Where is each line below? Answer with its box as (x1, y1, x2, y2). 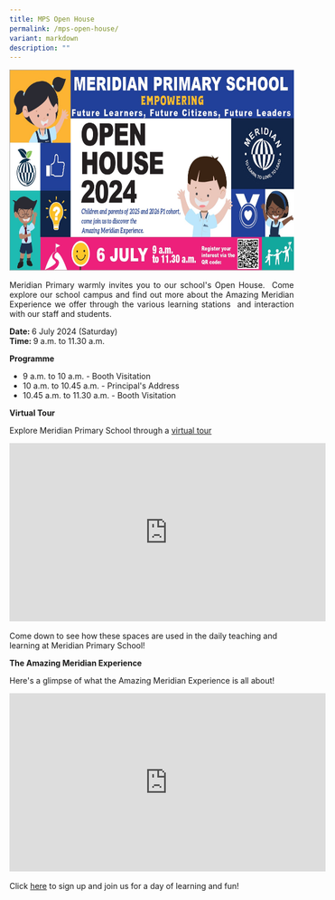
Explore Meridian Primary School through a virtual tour (9, 426, 212, 436)
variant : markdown (9, 34, 79, 43)
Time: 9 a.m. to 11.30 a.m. (9, 336, 106, 347)
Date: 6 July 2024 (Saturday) (9, 326, 118, 337)
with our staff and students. (9, 309, 112, 320)
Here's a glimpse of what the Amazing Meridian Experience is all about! (9, 675, 275, 686)
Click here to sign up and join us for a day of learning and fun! (9, 881, 239, 892)
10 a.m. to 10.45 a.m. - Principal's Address (22, 380, 180, 391)
